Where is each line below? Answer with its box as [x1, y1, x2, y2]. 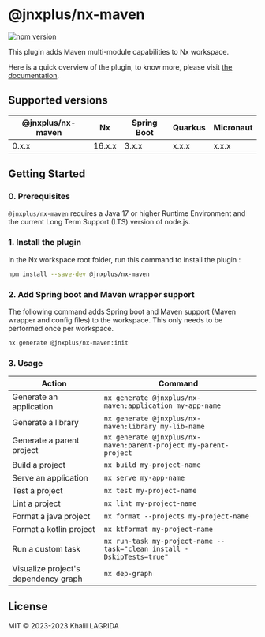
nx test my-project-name [103, 486, 197, 496]
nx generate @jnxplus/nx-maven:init [8, 338, 129, 347]
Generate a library [12, 417, 79, 428]
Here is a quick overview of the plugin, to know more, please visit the [8, 62, 233, 72]
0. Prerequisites [8, 191, 71, 202]
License [8, 600, 48, 613]
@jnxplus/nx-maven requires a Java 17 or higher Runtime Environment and [8, 209, 246, 218]
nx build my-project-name [103, 461, 201, 469]
